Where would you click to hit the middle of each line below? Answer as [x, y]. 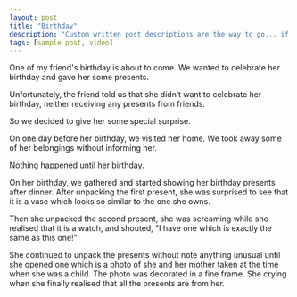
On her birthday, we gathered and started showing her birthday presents [142, 183]
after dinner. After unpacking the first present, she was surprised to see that [149, 192]
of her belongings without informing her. [83, 148]
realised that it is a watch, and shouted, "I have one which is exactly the [140, 228]
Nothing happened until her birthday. [77, 165]
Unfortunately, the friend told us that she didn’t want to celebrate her [136, 95]
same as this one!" [43, 238]
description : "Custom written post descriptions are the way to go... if [149, 34]
